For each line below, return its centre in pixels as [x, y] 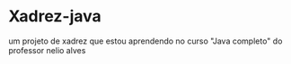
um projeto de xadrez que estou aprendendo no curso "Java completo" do [145, 41]
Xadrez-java [55, 16]
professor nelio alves [47, 50]
